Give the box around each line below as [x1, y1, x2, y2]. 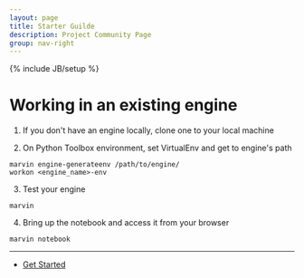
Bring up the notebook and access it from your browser [22, 217, 230, 228]
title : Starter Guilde [9, 22, 95, 31]
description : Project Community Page [9, 30, 152, 39]
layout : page [9, 13, 59, 23]
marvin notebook [9, 235, 71, 244]
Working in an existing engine [9, 95, 238, 116]
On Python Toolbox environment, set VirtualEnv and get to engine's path [22, 142, 292, 154]
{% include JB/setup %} [9, 63, 100, 74]
